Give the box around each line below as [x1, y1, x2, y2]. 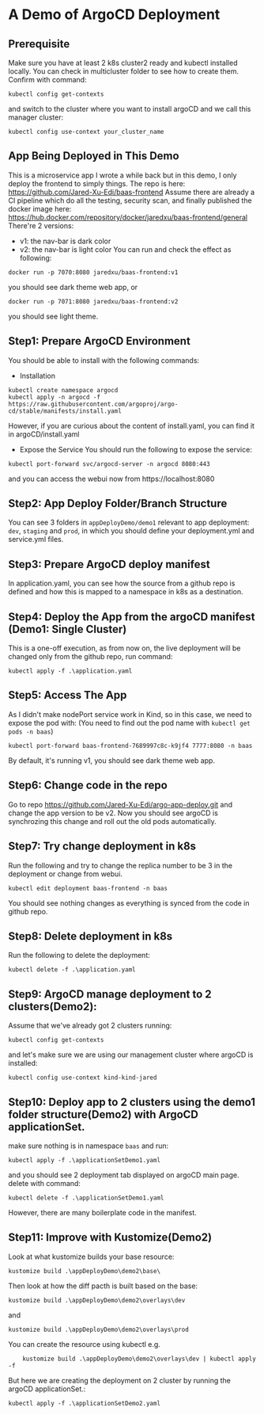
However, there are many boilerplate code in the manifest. [8, 1207, 198, 1217]
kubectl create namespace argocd [8, 386, 119, 394]
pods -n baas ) [8, 727, 54, 736]
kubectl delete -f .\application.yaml [8, 966, 136, 974]
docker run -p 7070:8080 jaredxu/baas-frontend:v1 [8, 268, 179, 277]
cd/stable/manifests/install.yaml [8, 406, 123, 415]
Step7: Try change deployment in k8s [8, 840, 196, 853]
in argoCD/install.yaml [8, 429, 80, 439]
